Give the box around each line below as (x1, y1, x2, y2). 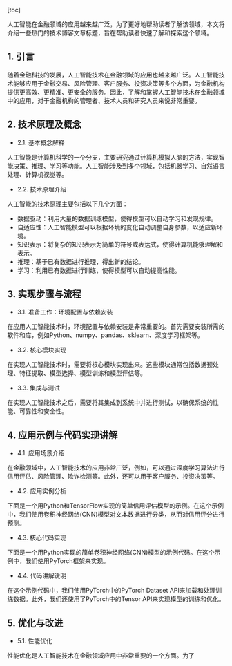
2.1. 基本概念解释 (17, 138, 65, 146)
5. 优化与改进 (7, 617, 64, 629)
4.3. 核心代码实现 (17, 533, 67, 542)
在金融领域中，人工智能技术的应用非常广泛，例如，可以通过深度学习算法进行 (7, 464, 225, 472)
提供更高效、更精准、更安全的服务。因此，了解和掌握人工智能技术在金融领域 (7, 88, 225, 96)
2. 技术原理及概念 (7, 119, 81, 131)
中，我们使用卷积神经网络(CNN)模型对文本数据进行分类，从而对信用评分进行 (7, 511, 225, 519)
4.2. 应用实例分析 (17, 487, 67, 495)
